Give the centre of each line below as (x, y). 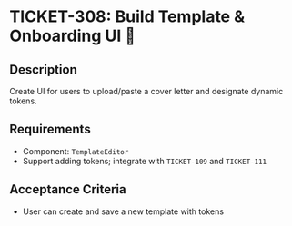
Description (43, 69)
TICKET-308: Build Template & (127, 17)
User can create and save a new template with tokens (123, 211)
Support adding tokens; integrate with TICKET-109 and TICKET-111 (144, 161)
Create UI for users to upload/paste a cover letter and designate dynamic (146, 91)
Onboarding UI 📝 (73, 36)
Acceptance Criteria (68, 189)
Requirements (50, 129)
